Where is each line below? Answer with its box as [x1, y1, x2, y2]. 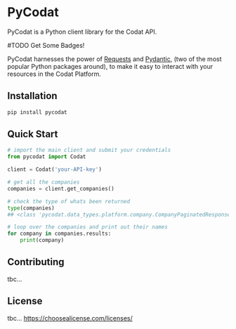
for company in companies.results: [7, 230, 112, 238]
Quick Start [7, 128, 58, 141]
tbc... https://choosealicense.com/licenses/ [7, 314, 133, 322]
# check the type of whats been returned [7, 198, 131, 205]
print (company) [20, 237, 65, 244]
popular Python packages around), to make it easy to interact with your [7, 62, 213, 70]
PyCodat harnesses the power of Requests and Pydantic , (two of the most [7, 54, 222, 63]
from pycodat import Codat [7, 153, 86, 160]
